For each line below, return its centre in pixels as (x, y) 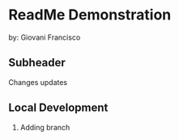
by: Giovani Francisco (45, 37)
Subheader (37, 63)
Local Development (58, 108)
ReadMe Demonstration (90, 15)
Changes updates (38, 82)
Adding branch (45, 127)
